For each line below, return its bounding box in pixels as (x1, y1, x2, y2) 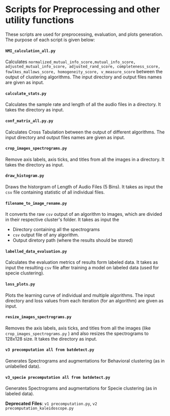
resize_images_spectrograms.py (5, 315, 72, 320)
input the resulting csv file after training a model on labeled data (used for (5, 265, 159, 271)
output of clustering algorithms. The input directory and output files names (5, 74, 162, 80)
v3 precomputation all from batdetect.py (5, 347, 95, 352)
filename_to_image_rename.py (5, 201, 67, 206)
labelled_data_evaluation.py (5, 248, 67, 254)
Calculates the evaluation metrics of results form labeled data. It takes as (5, 259, 158, 265)
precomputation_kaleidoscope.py (5, 406, 74, 411)
